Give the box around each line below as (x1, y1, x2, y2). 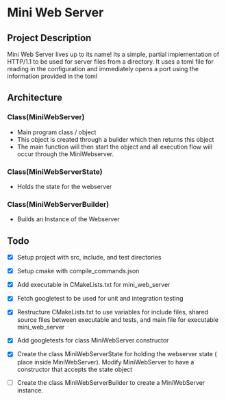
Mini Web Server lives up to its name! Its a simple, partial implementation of (7, 50, 220, 58)
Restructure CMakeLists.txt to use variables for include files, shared (16, 308, 209, 316)
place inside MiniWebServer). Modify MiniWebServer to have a (16, 358, 194, 366)
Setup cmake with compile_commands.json (16, 267, 140, 275)
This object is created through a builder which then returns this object (16, 135, 214, 143)
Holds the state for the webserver (16, 182, 112, 190)
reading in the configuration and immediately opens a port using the (7, 65, 199, 73)
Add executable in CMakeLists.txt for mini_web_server (16, 281, 171, 289)
